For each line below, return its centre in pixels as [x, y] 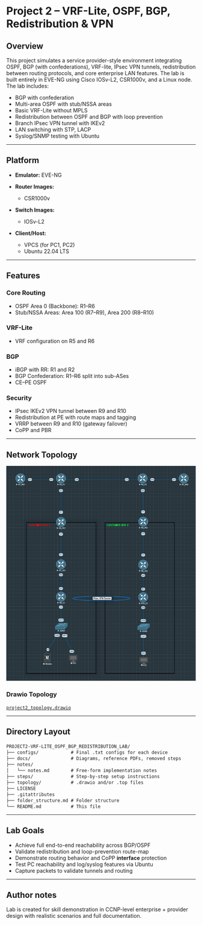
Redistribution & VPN [60, 24]
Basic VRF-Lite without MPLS [51, 110]
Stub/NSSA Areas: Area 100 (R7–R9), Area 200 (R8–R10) [84, 312]
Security [19, 398]
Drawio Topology [32, 694]
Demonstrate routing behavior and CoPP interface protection [91, 858]
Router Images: [35, 186]
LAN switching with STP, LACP [53, 130]
